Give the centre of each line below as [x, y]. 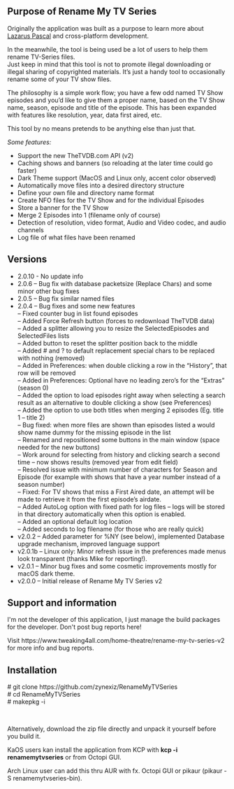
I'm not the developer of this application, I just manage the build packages [114, 620]
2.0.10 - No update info [50, 276]
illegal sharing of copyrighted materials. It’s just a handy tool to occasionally [116, 71]
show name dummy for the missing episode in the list [94, 432]
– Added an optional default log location [75, 521]
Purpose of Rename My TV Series [82, 12]
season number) [41, 484]
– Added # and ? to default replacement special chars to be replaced [116, 350]
